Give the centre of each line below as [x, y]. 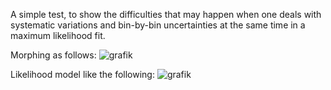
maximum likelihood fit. [58, 35]
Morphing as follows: [53, 55]
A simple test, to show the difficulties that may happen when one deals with [166, 14]
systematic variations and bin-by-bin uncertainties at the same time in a [158, 25]
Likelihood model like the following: [82, 74]
